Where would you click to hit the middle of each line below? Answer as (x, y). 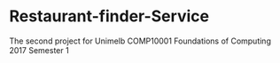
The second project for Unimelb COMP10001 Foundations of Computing (140, 41)
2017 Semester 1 (39, 50)
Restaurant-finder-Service (109, 16)
